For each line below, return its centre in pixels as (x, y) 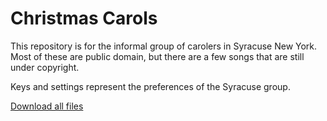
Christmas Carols (84, 18)
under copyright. (45, 67)
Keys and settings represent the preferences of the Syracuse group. (150, 86)
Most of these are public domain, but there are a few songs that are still (157, 56)
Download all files (47, 106)
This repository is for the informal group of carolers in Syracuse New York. (164, 46)
